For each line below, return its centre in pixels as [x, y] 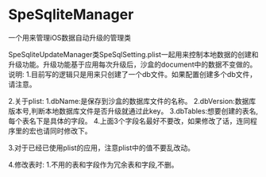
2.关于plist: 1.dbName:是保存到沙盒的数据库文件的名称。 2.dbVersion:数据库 [132, 101]
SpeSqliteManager [71, 15]
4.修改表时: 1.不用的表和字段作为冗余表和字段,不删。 [93, 164]
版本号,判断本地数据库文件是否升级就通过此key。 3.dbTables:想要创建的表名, [133, 111]
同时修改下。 [71, 131]
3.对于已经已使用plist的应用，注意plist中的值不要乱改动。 [102, 148]
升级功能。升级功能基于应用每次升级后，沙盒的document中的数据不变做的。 [133, 64]
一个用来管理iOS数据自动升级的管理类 [70, 37]
